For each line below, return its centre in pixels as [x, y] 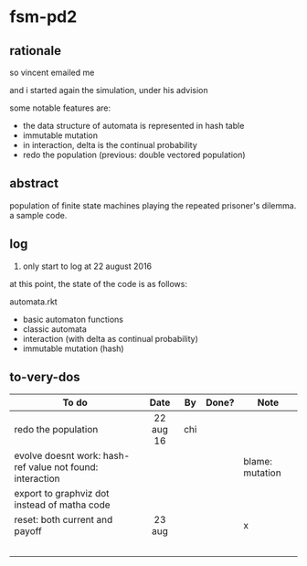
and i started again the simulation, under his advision [109, 90]
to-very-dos [45, 377]
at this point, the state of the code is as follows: [98, 283]
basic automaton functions [73, 319]
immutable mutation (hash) [74, 348]
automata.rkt [33, 301]
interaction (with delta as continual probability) [111, 338]
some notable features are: [60, 108]
